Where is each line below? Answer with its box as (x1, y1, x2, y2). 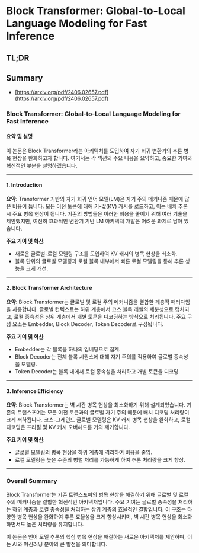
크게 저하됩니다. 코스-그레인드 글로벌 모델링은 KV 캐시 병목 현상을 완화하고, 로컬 (6, 416, 191, 423)
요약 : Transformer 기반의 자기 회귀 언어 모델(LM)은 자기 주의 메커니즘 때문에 (6, 195, 184, 202)
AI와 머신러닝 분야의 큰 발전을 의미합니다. (12, 541, 108, 548)
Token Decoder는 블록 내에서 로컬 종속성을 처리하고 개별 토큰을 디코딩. (14, 367, 181, 375)
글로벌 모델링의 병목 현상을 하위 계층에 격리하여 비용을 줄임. (14, 449, 153, 456)
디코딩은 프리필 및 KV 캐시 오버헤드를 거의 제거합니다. (6, 424, 130, 431)
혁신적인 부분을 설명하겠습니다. (6, 162, 78, 169)
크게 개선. (25, 265, 49, 272)
